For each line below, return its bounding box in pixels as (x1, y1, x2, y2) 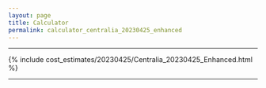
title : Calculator (8, 19, 69, 27)
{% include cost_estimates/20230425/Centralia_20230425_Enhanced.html (8, 55, 253, 64)
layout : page (8, 11, 51, 20)
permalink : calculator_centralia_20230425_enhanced (8, 26, 182, 34)
